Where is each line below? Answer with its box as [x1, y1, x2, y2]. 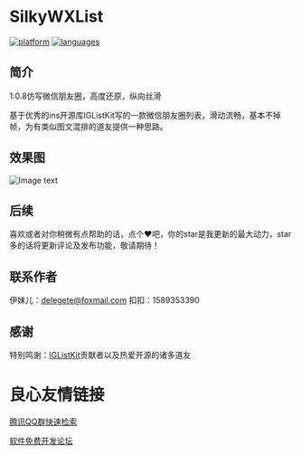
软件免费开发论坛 [9, 435, 73, 446]
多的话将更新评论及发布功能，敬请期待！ [9, 240, 160, 251]
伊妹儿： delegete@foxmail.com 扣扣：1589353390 [9, 295, 201, 306]
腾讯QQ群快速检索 [9, 416, 78, 427]
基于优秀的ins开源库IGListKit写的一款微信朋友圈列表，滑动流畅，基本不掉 [9, 109, 282, 120]
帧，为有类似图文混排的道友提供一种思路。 [9, 120, 168, 132]
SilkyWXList [9, 6, 104, 27]
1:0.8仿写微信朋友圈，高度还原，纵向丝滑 [9, 90, 162, 101]
